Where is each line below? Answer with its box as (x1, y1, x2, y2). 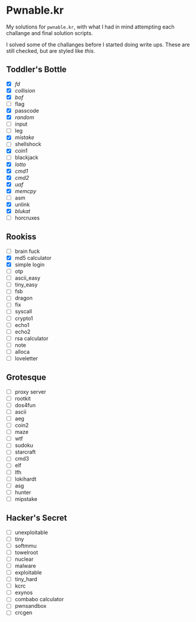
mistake (14, 134, 34, 141)
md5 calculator (14, 254, 52, 261)
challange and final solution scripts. (6, 29, 93, 36)
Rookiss (6, 232, 37, 242)
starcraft (14, 449, 36, 456)
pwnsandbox (14, 602, 47, 610)
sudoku (14, 442, 34, 449)
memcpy (14, 188, 37, 195)
